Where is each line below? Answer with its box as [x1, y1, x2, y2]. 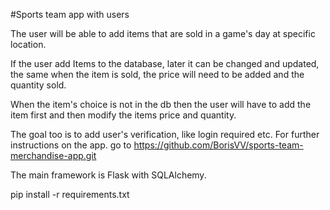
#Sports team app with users [10, 9, 130, 20]
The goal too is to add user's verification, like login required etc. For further [10, 129, 320, 140]
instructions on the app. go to [10, 139, 132, 151]
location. [10, 39, 47, 50]
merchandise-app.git [10, 150, 97, 161]
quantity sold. [10, 79, 67, 91]
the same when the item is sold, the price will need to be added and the [10, 69, 305, 80]
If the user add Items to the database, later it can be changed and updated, [10, 58, 320, 69]
